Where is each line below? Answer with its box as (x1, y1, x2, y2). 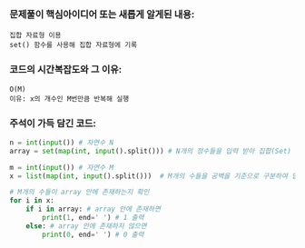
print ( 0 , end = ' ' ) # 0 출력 (42, 230, 144, 239)
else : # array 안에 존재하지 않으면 (25, 221, 147, 231)
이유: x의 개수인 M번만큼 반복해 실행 (9, 94, 130, 104)
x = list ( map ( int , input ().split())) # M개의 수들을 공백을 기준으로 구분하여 (9, 171, 289, 181)
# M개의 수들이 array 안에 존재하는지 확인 (9, 188, 150, 197)
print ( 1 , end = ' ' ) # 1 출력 (42, 213, 144, 223)
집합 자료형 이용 (9, 31, 62, 40)
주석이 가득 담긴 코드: (9, 116, 97, 129)
